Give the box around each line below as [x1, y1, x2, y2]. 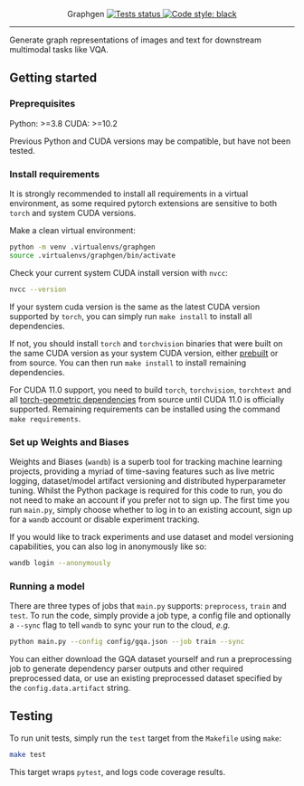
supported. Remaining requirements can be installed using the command [9, 403, 280, 414]
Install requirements [9, 167, 100, 180]
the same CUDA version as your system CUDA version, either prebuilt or [9, 347, 279, 358]
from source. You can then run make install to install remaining [9, 357, 247, 368]
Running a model [9, 580, 85, 592]
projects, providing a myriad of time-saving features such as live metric [9, 466, 276, 477]
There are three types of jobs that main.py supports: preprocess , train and [9, 601, 287, 611]
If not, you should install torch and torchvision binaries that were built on [9, 337, 283, 348]
